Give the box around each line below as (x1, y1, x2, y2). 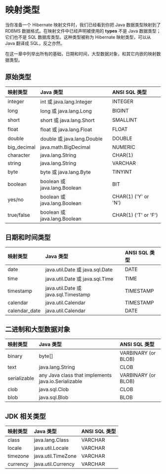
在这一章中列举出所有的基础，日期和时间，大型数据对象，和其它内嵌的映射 (5, 50, 157, 57)
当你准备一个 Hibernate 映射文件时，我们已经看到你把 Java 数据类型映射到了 (5, 22, 161, 28)
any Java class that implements (39, 372, 112, 379)
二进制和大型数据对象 (5, 325, 70, 333)
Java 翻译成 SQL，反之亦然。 (5, 40, 65, 46)
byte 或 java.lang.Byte (40, 168, 91, 175)
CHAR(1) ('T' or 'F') (112, 211, 158, 218)
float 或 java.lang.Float (40, 126, 92, 133)
